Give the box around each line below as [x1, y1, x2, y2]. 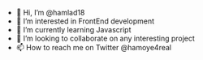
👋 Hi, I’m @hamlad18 [15, 8, 85, 17]
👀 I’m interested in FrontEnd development [15, 16, 154, 26]
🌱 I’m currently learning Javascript [15, 25, 132, 34]
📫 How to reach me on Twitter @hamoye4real [15, 43, 172, 52]
